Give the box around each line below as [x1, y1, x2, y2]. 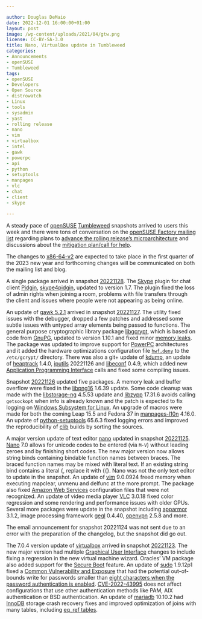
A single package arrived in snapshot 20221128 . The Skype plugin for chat [6, 277, 191, 284]
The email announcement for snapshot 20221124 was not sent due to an [6, 523, 186, 531]
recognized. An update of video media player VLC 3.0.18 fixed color [6, 493, 174, 500]
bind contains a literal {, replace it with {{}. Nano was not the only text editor [6, 467, 195, 474]
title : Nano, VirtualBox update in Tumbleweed [6, 42, 125, 48]
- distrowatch [6, 93, 42, 99]
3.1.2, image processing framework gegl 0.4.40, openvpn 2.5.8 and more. [6, 512, 189, 519]
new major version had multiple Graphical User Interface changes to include [6, 548, 195, 555]
